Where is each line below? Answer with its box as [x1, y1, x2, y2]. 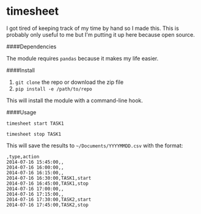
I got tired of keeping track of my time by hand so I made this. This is [6, 24, 179, 32]
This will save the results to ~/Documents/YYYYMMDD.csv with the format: [6, 142, 183, 149]
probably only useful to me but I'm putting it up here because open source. [6, 31, 196, 38]
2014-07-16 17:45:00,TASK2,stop [6, 202, 89, 208]
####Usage [6, 108, 37, 116]
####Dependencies [6, 43, 57, 50]
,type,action [6, 153, 40, 160]
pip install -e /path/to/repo [15, 86, 93, 92]
